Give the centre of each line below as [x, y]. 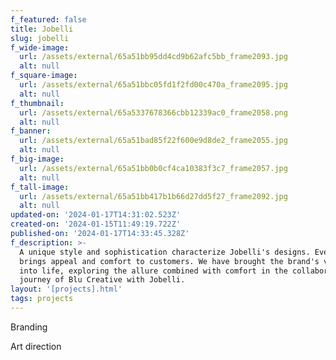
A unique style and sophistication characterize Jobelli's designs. [165, 252]
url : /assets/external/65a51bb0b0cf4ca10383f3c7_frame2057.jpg [153, 168]
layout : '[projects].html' [66, 289]
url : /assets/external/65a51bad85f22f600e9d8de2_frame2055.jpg [153, 141]
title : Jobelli [42, 29]
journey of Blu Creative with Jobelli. [102, 280]
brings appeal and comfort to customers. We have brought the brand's [169, 261]
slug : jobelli [40, 38]
